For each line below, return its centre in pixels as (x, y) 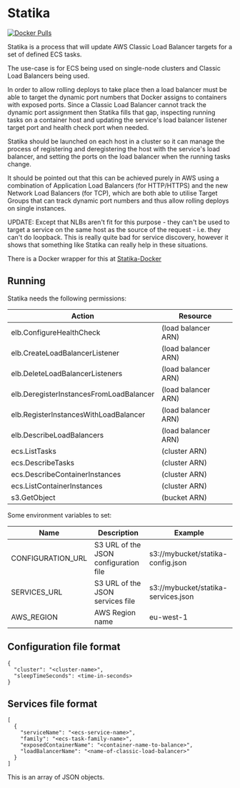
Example (189, 532)
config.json (168, 562)
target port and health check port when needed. (78, 127)
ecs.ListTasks (34, 451)
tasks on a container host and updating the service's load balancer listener (117, 120)
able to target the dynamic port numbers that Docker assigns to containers (117, 97)
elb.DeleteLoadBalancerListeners (67, 373)
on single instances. (37, 208)
